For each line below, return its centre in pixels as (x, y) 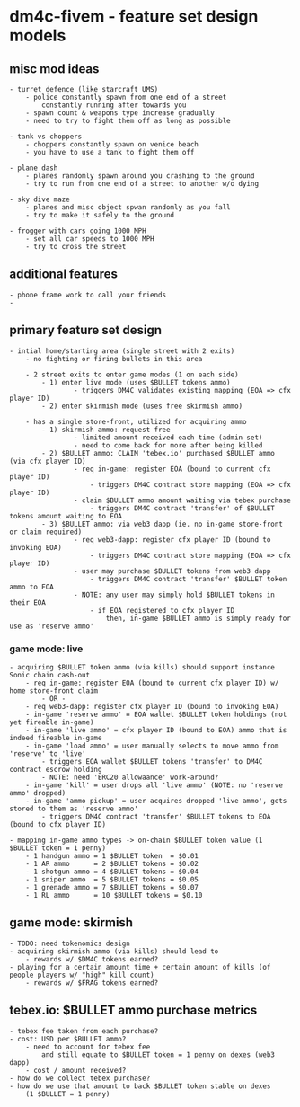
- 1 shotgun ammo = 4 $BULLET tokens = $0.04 (112, 872)
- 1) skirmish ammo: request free (106, 430)
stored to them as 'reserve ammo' (74, 809)
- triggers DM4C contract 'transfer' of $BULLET (182, 508)
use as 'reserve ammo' (52, 626)
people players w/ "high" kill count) (82, 975)
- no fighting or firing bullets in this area (114, 359)
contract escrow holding (56, 769)
